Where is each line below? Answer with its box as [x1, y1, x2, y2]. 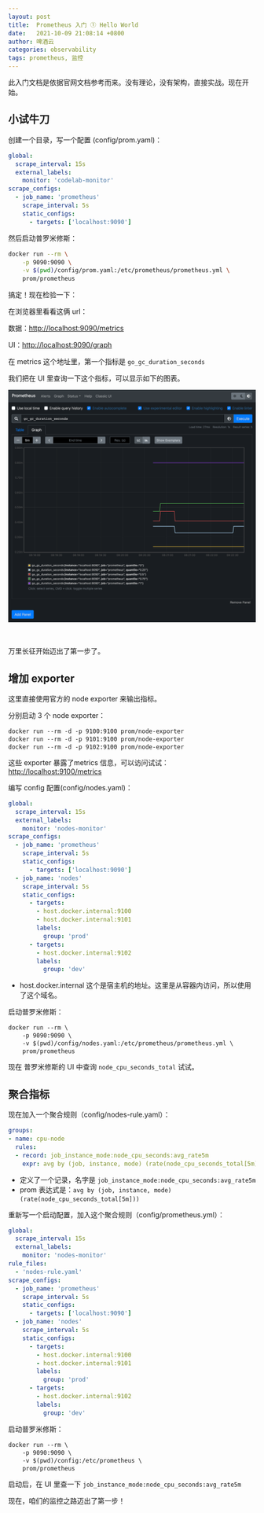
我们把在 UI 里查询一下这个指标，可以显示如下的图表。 [8, 374, 185, 383]
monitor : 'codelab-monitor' [22, 177, 114, 185]
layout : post [8, 13, 51, 20]
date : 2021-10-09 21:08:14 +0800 [8, 29, 125, 37]
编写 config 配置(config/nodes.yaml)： [8, 782, 133, 792]
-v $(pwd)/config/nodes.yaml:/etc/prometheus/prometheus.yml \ [22, 1040, 234, 1047]
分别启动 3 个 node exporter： [8, 710, 106, 720]
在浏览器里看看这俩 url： [8, 307, 88, 316]
